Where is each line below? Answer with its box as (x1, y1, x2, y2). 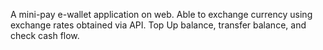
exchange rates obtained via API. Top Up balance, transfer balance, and (10, 19, 307, 31)
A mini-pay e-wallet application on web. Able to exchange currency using (10, 9, 313, 20)
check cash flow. (10, 30, 80, 41)
